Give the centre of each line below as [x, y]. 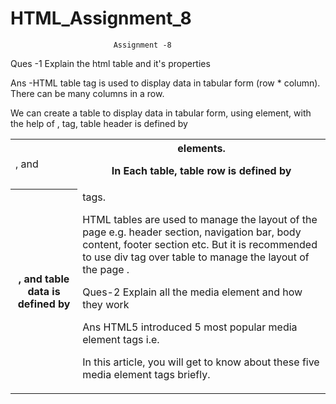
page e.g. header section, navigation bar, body [192, 232]
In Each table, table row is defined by [201, 170]
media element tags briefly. [146, 374]
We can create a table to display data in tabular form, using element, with [161, 113]
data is [44, 292]
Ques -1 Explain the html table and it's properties [110, 63]
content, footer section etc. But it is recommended [200, 244]
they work [106, 304]
